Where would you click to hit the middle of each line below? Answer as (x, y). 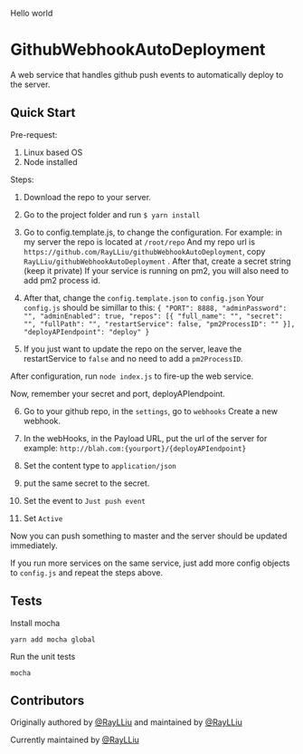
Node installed (50, 161)
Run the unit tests (43, 656)
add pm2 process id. (62, 280)
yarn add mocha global (53, 639)
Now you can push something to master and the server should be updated (149, 536)
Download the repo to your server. (87, 197)
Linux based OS (53, 152)
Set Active (43, 518)
